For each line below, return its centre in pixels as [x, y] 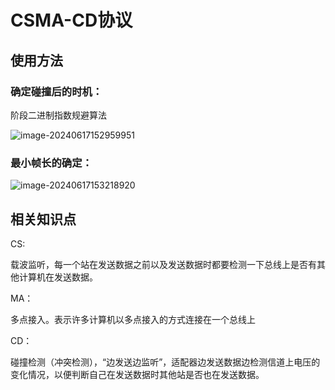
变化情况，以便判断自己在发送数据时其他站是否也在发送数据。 [137, 374]
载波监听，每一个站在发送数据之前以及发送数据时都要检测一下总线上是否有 [163, 264]
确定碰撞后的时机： [56, 91]
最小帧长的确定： [51, 163]
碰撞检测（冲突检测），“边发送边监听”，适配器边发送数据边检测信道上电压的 [165, 362]
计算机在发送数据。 [58, 277]
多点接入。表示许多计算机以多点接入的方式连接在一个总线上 [133, 319]
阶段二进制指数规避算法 [58, 115]
